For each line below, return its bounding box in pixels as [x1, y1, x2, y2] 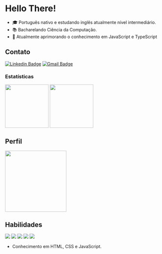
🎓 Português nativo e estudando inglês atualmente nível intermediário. [12, 19, 156, 25]
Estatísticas [5, 73, 34, 80]
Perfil [5, 137, 22, 146]
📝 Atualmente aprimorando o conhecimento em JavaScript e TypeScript [12, 34, 158, 40]
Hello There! [5, 3, 56, 14]
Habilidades [5, 220, 43, 229]
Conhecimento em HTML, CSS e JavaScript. [12, 243, 102, 249]
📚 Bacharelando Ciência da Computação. [12, 26, 97, 32]
